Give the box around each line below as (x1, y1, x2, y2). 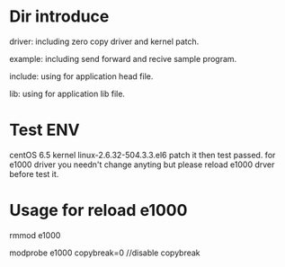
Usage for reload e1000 (9, 200, 188, 221)
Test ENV (9, 120, 81, 140)
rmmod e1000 (9, 229, 61, 240)
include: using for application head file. (9, 70, 154, 82)
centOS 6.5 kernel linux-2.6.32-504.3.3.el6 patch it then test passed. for (9, 149, 276, 160)
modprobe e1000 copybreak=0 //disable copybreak (9, 247, 200, 258)
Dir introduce (9, 6, 110, 27)
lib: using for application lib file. (9, 88, 126, 99)
